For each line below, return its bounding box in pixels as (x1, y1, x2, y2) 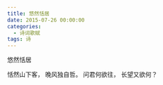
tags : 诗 (7, 36, 31, 43)
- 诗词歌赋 (13, 29, 41, 37)
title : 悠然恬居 (7, 10, 50, 17)
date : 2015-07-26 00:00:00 (7, 17, 85, 23)
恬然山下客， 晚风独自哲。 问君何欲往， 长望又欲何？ (7, 70, 157, 79)
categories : (7, 23, 41, 30)
